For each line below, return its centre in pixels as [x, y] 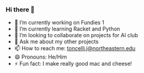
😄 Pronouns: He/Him [40, 57]
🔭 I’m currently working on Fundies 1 [59, 23]
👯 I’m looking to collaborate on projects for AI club [76, 35]
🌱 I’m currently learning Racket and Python [67, 29]
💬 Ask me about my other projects [56, 42]
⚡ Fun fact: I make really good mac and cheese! [73, 64]
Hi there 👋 [20, 10]
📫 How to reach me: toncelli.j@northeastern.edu [75, 48]
